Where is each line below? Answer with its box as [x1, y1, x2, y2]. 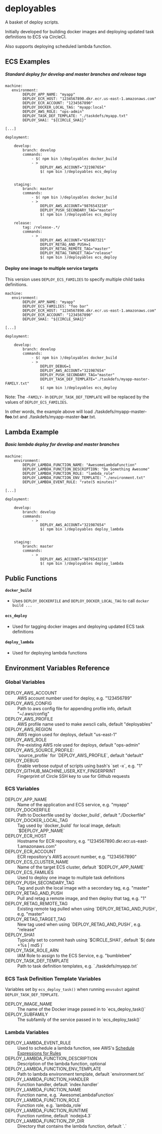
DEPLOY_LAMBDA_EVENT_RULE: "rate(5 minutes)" [23, 480, 117, 484]
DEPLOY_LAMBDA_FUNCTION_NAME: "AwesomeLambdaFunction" [23, 462, 137, 467]
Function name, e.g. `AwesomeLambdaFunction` [17, 1092, 115, 1098]
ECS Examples [5, 57, 50, 66]
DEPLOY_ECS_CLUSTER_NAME [5, 859, 69, 865]
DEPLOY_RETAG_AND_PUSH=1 [40, 242, 91, 247]
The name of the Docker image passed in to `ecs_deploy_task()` [17, 1006, 146, 1012]
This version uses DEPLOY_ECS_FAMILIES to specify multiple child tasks [5, 276, 145, 282]
